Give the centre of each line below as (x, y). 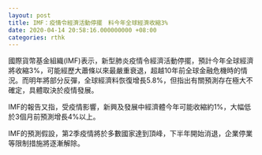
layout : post (30, 15)
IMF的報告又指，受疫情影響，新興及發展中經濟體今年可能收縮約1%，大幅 (126, 107)
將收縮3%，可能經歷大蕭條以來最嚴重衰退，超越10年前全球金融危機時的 (124, 71)
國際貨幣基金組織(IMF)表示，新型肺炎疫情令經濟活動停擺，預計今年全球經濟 (131, 61)
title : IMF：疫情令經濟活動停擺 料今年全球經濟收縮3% (88, 23)
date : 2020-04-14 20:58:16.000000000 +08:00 (82, 30)
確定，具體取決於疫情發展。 (53, 90)
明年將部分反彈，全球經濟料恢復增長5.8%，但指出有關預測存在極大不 (141, 80)
